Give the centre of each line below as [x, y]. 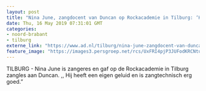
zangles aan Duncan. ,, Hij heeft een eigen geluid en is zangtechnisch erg [99, 75]
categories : [21, 29]
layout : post [23, 12]
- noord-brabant [27, 35]
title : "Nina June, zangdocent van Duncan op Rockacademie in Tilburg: [100, 18]
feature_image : [26, 52]
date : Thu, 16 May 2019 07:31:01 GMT [55, 23]
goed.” [15, 81]
